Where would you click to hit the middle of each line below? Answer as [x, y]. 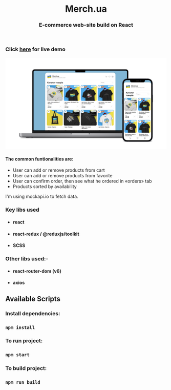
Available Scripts [33, 299]
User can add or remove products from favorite [62, 176]
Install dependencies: [33, 313]
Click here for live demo [35, 49]
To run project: [24, 341]
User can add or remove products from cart [59, 170]
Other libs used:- [27, 259]
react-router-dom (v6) [37, 271]
